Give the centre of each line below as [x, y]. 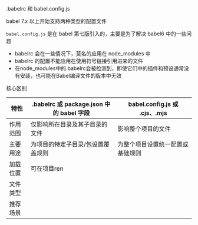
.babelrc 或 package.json [67, 104]
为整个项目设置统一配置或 [153, 144]
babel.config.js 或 [153, 104]
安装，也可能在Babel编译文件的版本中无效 [71, 76]
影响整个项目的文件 [144, 129]
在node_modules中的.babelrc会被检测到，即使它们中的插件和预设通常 [99, 68]
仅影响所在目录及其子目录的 [69, 124]
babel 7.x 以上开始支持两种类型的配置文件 [57, 21]
